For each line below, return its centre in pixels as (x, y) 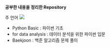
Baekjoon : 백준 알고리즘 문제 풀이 (45, 40)
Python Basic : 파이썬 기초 (38, 28)
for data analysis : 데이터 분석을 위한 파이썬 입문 (59, 34)
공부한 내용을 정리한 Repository (36, 7)
